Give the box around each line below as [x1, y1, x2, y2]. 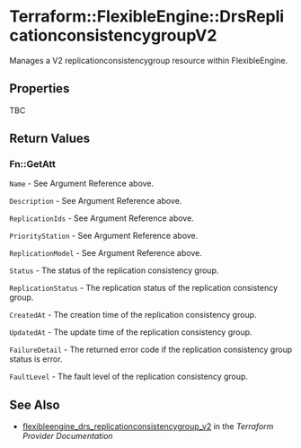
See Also [9, 397, 60, 412]
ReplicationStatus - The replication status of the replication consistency [9, 283, 279, 294]
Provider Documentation [22, 431, 114, 442]
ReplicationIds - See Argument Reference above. [9, 213, 195, 224]
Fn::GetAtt [9, 158, 56, 171]
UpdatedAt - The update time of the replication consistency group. [9, 327, 253, 338]
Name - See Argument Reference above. [9, 178, 155, 189]
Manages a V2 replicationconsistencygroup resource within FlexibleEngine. [9, 55, 288, 66]
